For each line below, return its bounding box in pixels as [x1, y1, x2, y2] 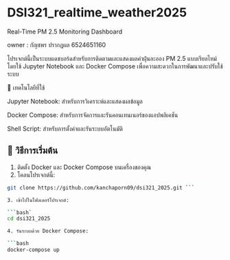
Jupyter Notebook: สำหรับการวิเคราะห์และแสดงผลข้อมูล [7, 97, 143, 105]
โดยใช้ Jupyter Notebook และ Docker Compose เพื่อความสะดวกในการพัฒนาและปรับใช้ [7, 62, 223, 70]
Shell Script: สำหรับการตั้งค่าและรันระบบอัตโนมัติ [7, 125, 124, 133]
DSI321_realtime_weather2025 [7, 5, 187, 21]
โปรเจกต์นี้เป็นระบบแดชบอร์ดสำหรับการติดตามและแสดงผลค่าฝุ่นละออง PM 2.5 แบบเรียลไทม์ [7, 54, 218, 62]
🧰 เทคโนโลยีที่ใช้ [7, 83, 45, 92]
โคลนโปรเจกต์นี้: [16, 170, 56, 179]
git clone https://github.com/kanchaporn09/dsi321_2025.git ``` [7, 184, 195, 191]
